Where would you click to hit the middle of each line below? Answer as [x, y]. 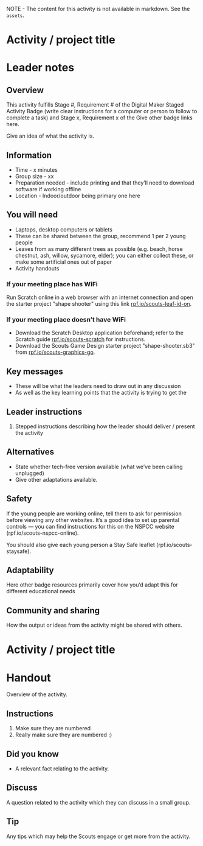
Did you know [33, 754]
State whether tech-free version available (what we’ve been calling [99, 467]
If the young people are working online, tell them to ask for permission [94, 513]
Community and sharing [53, 611]
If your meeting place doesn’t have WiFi [66, 320]
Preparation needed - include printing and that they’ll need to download [105, 183]
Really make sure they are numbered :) [64, 735]
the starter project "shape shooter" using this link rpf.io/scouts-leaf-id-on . [99, 304]
